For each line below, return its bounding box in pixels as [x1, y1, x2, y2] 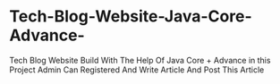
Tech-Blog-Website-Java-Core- [9, 6, 252, 27]
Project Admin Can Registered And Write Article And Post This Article [9, 64, 265, 75]
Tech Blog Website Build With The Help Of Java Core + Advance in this [9, 55, 271, 65]
